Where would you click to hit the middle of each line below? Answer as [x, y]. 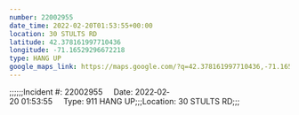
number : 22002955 [41, 17]
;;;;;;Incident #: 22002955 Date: [71, 92]
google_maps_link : [43, 67]
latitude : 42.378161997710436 [65, 42]
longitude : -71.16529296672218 [67, 50]
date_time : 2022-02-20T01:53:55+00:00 [81, 26]
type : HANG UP [36, 58]
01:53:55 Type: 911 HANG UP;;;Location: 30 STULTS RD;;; [130, 101]
